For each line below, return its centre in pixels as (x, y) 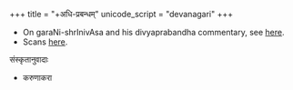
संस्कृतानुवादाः (29, 60)
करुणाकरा (37, 78)
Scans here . (45, 42)
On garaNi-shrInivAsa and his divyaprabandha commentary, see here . (153, 32)
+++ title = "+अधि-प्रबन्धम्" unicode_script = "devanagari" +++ (121, 14)
